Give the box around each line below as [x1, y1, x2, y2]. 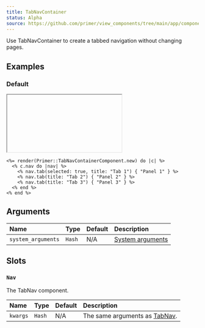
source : [6, 20, 26, 26]
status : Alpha [6, 15, 43, 21]
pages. [6, 43, 24, 51]
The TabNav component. [6, 286, 69, 294]
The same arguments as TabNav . [82, 311, 178, 320]
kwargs [9, 312, 29, 319]
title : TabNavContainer [6, 9, 67, 15]
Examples [6, 61, 45, 72]
